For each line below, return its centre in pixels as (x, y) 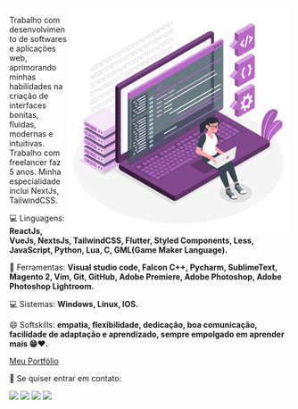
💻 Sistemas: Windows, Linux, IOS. (74, 304)
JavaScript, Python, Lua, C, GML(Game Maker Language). (119, 250)
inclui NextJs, (34, 191)
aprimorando (33, 67)
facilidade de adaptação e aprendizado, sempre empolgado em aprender (147, 334)
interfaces (28, 105)
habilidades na (36, 86)
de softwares (42, 39)
